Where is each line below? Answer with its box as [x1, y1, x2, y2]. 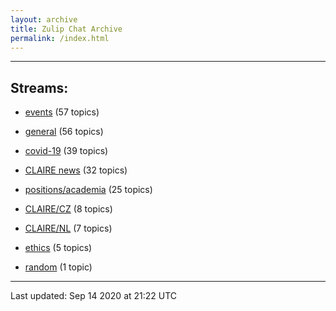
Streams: [10, 79, 69, 96]
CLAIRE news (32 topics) [24, 164, 128, 176]
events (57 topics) [24, 106, 100, 118]
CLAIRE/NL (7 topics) [24, 222, 113, 235]
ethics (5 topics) [24, 242, 93, 254]
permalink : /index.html [10, 33, 110, 43]
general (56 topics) [24, 126, 104, 138]
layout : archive [10, 14, 78, 25]
